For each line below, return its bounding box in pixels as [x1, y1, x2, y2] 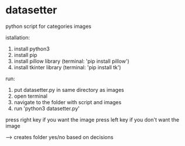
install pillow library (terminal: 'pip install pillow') [13, 58, 130, 65]
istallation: [5, 34, 30, 41]
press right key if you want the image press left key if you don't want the [5, 116, 179, 123]
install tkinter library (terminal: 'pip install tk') [13, 63, 121, 70]
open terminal [13, 92, 48, 99]
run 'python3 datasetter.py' [13, 105, 80, 112]
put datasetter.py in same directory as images [13, 86, 124, 93]
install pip [13, 51, 37, 58]
